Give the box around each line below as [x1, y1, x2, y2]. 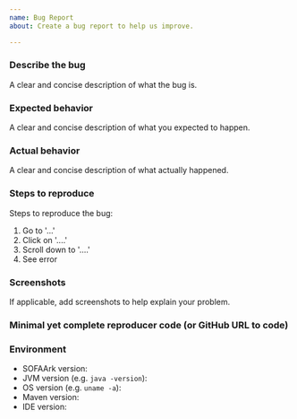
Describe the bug [9, 59, 87, 72]
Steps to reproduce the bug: [9, 207, 114, 218]
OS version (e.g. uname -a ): [21, 382, 122, 393]
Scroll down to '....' [21, 244, 91, 255]
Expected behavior [9, 101, 94, 114]
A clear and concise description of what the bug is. [9, 79, 198, 90]
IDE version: [21, 401, 67, 413]
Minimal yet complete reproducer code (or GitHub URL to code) [9, 319, 289, 331]
